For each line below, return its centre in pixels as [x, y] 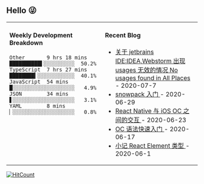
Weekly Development [41, 35]
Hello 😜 [22, 11]
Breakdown [26, 43]
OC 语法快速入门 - [142, 129]
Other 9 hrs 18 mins [48, 58]
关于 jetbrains [134, 52]
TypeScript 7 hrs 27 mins [48, 70]
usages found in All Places [153, 78]
